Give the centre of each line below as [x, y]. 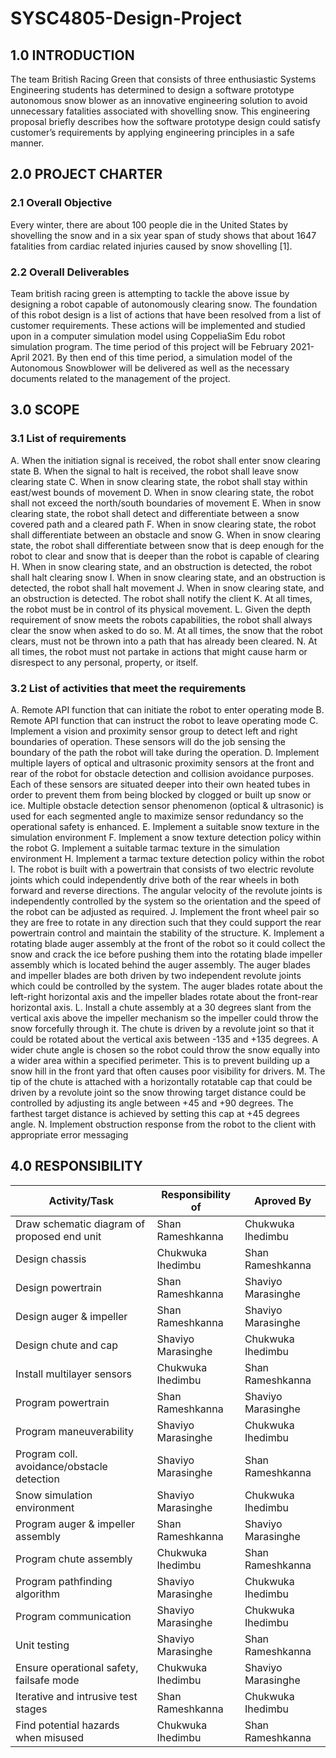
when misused [49, 1737]
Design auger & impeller [71, 1316]
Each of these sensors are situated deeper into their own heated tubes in [160, 784]
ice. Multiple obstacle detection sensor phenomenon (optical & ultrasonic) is [167, 805]
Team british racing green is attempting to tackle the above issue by [150, 293]
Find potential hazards [67, 1725]
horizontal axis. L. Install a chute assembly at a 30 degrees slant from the [161, 1007]
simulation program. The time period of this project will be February [149, 346]
